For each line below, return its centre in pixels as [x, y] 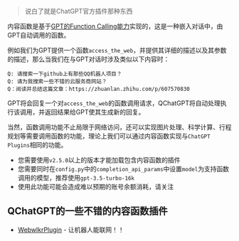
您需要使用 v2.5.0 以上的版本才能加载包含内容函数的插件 [99, 160]
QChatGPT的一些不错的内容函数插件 [88, 211]
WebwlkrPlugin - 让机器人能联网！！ [71, 230]
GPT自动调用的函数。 [39, 35]
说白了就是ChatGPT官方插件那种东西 [79, 11]
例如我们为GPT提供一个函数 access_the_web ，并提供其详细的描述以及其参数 [117, 50]
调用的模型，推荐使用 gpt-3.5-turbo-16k [76, 178]
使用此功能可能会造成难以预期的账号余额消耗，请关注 [96, 187]
